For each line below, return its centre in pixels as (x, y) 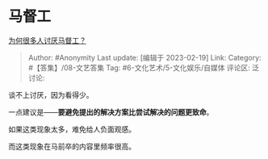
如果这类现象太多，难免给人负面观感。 (72, 129)
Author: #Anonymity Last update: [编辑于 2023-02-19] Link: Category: (144, 57)
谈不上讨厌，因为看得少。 (51, 94)
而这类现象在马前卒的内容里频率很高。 (72, 146)
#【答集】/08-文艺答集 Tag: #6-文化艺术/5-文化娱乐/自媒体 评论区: (139, 67)
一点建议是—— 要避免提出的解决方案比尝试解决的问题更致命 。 (111, 112)
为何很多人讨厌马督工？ (47, 40)
